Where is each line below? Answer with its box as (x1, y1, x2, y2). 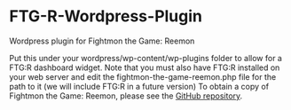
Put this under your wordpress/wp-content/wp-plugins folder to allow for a (9, 52, 282, 63)
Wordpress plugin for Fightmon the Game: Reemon (9, 35, 195, 46)
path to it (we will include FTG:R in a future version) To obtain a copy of (9, 81, 269, 91)
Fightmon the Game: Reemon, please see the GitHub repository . (9, 90, 243, 101)
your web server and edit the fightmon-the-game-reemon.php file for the (9, 71, 277, 82)
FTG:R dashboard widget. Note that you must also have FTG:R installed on (9, 62, 280, 73)
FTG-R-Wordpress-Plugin (9, 6, 202, 27)
